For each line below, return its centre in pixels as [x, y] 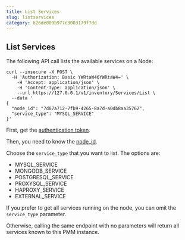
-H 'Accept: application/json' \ [58, 83]
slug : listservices [30, 17]
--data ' [22, 98]
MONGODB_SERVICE [41, 171]
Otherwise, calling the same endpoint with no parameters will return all [93, 226]
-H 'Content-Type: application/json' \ [66, 88]
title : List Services [33, 12]
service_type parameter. [36, 214]
